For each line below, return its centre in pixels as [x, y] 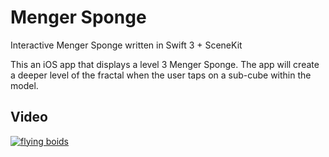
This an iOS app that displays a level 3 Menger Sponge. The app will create [165, 64]
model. [24, 85]
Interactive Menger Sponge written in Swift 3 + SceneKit [126, 45]
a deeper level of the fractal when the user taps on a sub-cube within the [161, 75]
